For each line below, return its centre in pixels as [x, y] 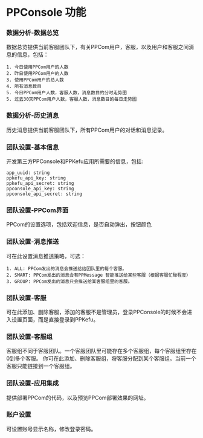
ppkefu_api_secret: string [40, 184]
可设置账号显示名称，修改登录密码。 [51, 429]
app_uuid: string [28, 173]
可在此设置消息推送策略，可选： [46, 256]
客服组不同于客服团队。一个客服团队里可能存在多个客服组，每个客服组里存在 [101, 351]
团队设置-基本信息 [33, 147]
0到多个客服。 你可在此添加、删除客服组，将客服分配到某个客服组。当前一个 [101, 359]
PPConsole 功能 [46, 12]
